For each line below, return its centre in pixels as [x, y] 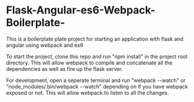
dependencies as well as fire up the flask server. [64, 69]
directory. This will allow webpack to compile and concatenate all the [89, 63]
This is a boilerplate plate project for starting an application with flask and [95, 39]
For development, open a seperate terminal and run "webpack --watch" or [96, 80]
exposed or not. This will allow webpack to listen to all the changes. [87, 93]
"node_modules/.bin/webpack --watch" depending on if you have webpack [97, 86]
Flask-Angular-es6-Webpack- [81, 10]
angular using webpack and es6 [45, 45]
